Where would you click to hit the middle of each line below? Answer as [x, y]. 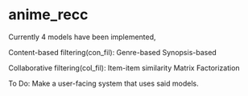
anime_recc [48, 15]
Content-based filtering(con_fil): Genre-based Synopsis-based [113, 52]
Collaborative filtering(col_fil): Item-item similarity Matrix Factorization [124, 68]
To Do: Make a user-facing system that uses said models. [103, 83]
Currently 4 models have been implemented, [82, 37]
